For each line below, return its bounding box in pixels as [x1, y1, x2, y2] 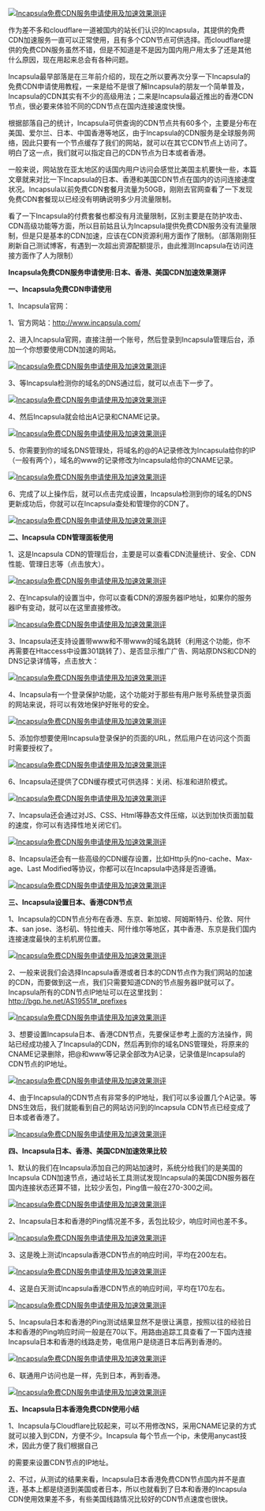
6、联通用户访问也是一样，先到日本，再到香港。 [8, 1371, 165, 1380]
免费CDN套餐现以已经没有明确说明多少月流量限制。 [8, 195, 176, 203]
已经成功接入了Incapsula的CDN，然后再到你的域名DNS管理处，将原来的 [14, 1040, 250, 1048]
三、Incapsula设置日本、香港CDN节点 [8, 898, 132, 907]
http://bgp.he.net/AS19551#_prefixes [8, 997, 128, 1005]
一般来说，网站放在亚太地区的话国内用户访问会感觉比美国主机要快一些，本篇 [8, 165, 257, 174]
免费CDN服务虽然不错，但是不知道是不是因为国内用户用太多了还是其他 [21, 45, 252, 55]
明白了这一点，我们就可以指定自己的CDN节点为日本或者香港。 [8, 148, 211, 157]
